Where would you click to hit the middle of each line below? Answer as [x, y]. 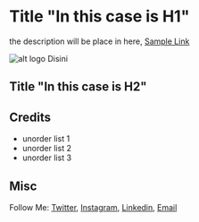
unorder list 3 [47, 158]
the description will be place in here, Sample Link [99, 41]
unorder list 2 [46, 149]
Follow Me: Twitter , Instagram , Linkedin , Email [93, 207]
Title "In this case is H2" [78, 87]
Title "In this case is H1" [99, 17]
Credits [30, 117]
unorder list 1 [46, 139]
